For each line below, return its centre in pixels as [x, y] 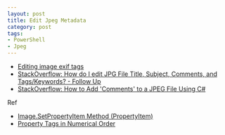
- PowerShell [26, 40]
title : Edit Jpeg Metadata [47, 20]
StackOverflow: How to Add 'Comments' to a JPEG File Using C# [111, 89]
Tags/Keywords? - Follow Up [59, 81]
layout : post [26, 14]
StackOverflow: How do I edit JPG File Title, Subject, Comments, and [117, 74]
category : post [30, 27]
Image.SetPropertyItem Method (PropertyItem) [85, 116]
